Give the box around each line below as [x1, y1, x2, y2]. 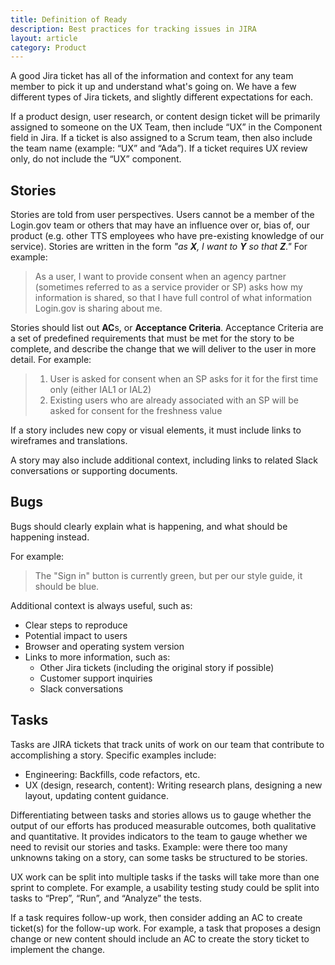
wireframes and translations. [10, 435, 128, 447]
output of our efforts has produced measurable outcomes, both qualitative [10, 819, 317, 831]
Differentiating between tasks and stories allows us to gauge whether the [10, 809, 312, 821]
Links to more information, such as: [24, 651, 171, 663]
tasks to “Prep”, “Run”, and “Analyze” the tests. [10, 892, 203, 904]
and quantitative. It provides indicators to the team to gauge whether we [10, 830, 308, 842]
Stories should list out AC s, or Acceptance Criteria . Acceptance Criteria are [10, 322, 324, 334]
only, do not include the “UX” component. [10, 153, 182, 165]
